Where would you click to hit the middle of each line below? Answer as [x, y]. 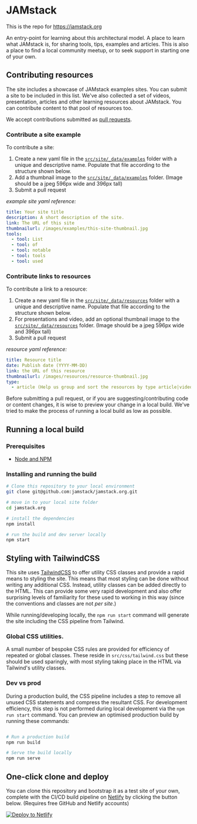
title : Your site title [35, 212]
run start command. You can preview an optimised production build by [93, 715]
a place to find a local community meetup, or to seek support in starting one [98, 50]
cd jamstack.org [26, 508]
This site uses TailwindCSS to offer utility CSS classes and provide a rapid [95, 573]
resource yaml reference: [37, 349]
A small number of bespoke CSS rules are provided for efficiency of [88, 649]
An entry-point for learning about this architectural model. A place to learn [96, 38]
